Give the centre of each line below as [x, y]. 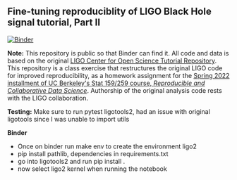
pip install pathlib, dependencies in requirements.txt [93, 153]
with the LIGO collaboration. [48, 98]
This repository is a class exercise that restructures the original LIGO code [115, 68]
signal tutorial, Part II [54, 23]
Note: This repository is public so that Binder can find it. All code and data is [118, 53]
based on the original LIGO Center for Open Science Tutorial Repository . [112, 60]
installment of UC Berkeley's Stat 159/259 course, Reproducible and [106, 83]
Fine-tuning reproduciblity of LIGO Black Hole [109, 12]
